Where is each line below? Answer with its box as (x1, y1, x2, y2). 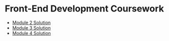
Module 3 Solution (12, 24, 51, 30)
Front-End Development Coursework (5, 3, 164, 14)
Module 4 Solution (12, 30, 51, 36)
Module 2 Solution (12, 19, 51, 25)
